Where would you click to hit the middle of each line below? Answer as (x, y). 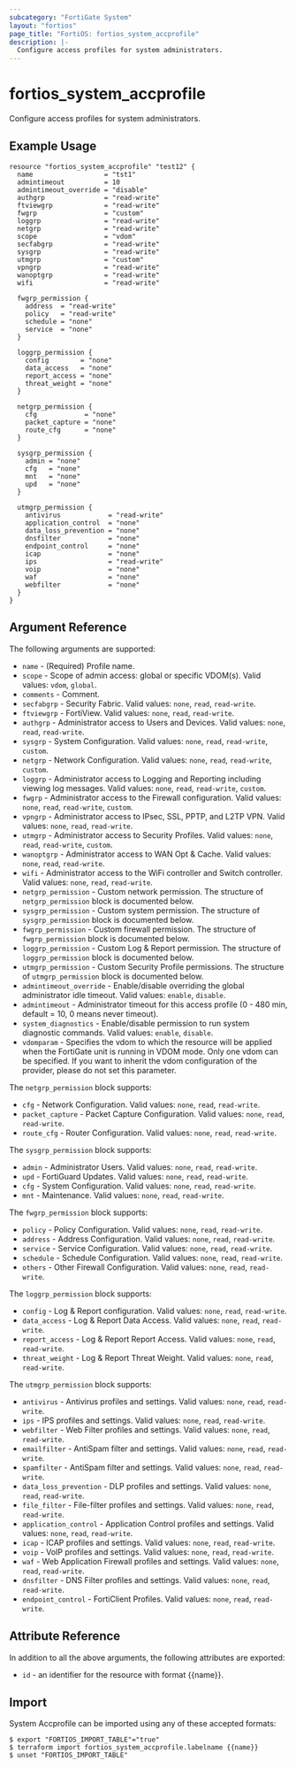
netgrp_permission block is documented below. (108, 901)
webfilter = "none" (83, 585)
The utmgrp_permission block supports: (80, 1384)
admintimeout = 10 (69, 182)
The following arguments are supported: (83, 649)
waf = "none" (83, 577)
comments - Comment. (61, 694)
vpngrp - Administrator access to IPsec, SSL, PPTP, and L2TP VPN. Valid (153, 816)
